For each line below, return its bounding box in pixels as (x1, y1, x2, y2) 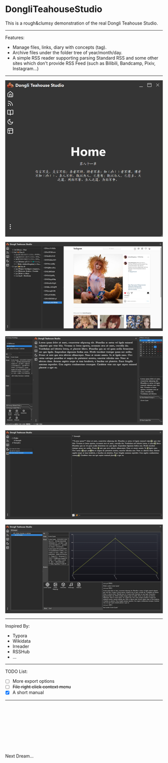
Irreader (12, 643, 29, 650)
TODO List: (5, 668, 28, 675)
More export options (12, 678, 55, 684)
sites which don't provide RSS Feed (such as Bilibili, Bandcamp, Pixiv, (12, 60, 156, 66)
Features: (5, 34, 25, 41)
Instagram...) (12, 65, 39, 71)
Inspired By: (5, 623, 30, 629)
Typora (12, 633, 27, 639)
